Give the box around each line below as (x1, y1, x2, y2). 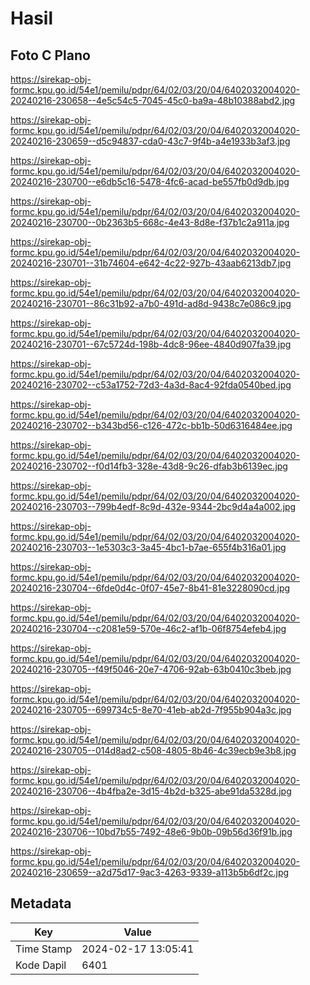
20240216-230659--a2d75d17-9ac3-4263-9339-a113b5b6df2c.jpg (10, 867, 290, 878)
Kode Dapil (15, 958, 67, 972)
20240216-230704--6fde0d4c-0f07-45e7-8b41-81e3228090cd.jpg (10, 582, 291, 594)
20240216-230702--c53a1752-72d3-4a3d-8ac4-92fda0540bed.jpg (10, 379, 292, 391)
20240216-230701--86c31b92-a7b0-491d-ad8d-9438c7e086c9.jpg (10, 298, 292, 309)
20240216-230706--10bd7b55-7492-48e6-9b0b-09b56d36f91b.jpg (10, 826, 293, 837)
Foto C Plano (10, 47, 91, 64)
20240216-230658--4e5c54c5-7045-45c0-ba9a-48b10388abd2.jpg (10, 95, 296, 106)
